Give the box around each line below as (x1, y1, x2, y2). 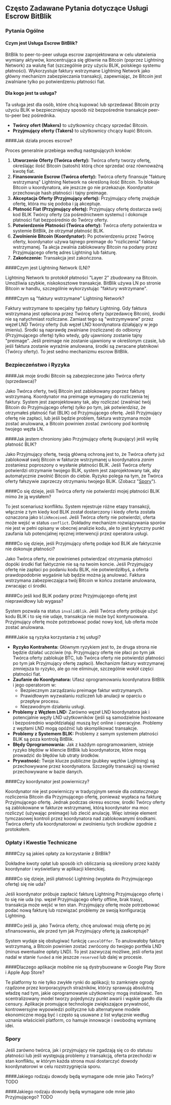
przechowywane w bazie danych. (12, 768, 83, 775)
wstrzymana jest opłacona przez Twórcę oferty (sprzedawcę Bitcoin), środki (5, 311, 165, 317)
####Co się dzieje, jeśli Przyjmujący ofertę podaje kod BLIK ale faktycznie (5, 541, 161, 547)
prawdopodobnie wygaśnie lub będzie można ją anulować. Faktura (5, 572, 146, 578)
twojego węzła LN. (5, 426, 44, 432)
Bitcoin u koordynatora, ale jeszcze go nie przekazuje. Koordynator (12, 184, 154, 190)
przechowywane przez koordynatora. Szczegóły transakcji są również (12, 763, 160, 769)
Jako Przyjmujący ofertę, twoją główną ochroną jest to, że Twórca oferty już (5, 451, 165, 457)
